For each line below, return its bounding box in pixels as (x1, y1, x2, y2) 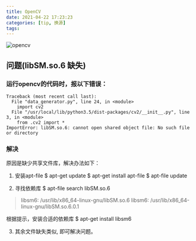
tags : (6, 25, 20, 32)
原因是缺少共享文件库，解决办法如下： (6, 159, 100, 167)
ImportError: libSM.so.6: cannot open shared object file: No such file (6, 124, 190, 131)
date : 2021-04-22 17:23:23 (6, 14, 73, 20)
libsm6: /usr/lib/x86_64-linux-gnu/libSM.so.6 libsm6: (20, 197, 150, 204)
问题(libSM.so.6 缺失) (6, 60, 86, 70)
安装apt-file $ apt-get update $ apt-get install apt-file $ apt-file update (14, 172, 188, 179)
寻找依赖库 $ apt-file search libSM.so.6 (14, 185, 110, 192)
